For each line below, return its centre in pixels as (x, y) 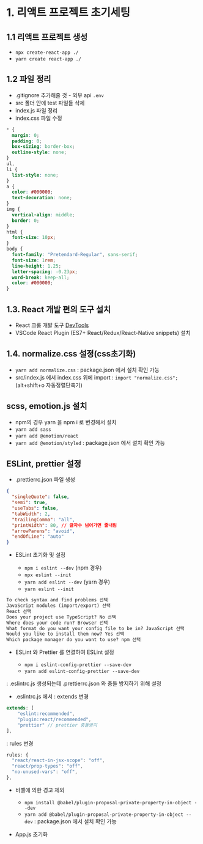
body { (15, 249)
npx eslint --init (48, 575)
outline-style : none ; (39, 152)
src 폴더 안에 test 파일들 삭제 (50, 103)
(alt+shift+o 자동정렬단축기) (49, 385)
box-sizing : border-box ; (43, 147)
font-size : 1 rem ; (34, 260)
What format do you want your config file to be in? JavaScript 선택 (95, 628)
